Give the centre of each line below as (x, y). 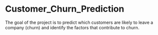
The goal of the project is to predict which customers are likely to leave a (79, 22)
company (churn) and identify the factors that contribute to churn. (72, 27)
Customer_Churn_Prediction (65, 9)
